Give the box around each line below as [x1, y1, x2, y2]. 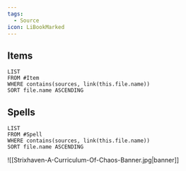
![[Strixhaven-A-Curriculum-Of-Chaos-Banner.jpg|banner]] [7, 156, 179, 164]
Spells [7, 106, 35, 118]
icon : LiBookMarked [7, 23, 65, 30]
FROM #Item [7, 75, 40, 82]
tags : [7, 10, 23, 18]
